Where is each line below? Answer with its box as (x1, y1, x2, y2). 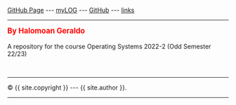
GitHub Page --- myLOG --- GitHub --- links (7, 6, 135, 14)
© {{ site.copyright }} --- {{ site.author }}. (7, 83, 127, 92)
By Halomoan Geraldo (7, 26, 86, 36)
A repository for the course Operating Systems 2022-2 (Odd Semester (7, 42, 211, 50)
